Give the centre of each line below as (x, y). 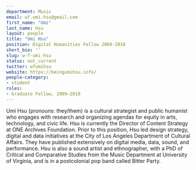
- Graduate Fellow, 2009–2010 (44, 94)
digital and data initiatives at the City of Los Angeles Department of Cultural (98, 136)
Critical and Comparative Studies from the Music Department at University (97, 155)
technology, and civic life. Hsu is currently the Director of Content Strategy (97, 123)
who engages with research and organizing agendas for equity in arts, (92, 117)
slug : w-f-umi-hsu (29, 55)
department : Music (29, 12)
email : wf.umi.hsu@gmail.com (42, 17)
